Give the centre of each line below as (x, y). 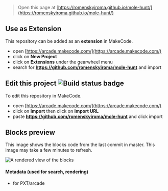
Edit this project (31, 83)
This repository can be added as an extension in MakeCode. (69, 41)
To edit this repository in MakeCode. (43, 96)
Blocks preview (30, 133)
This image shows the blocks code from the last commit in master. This (80, 145)
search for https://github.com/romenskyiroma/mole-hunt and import (87, 67)
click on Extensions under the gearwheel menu (63, 62)
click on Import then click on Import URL (56, 111)
